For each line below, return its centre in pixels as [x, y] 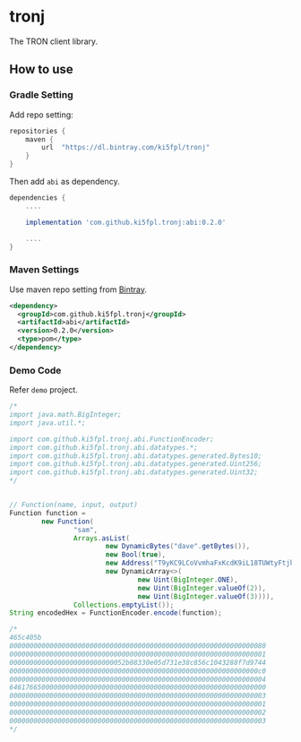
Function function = [48, 513]
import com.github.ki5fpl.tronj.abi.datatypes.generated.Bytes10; [136, 456]
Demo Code [35, 370]
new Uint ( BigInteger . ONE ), [188, 580]
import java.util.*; [48, 423]
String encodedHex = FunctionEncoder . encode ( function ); [116, 613]
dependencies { [38, 198]
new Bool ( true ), [136, 555]
